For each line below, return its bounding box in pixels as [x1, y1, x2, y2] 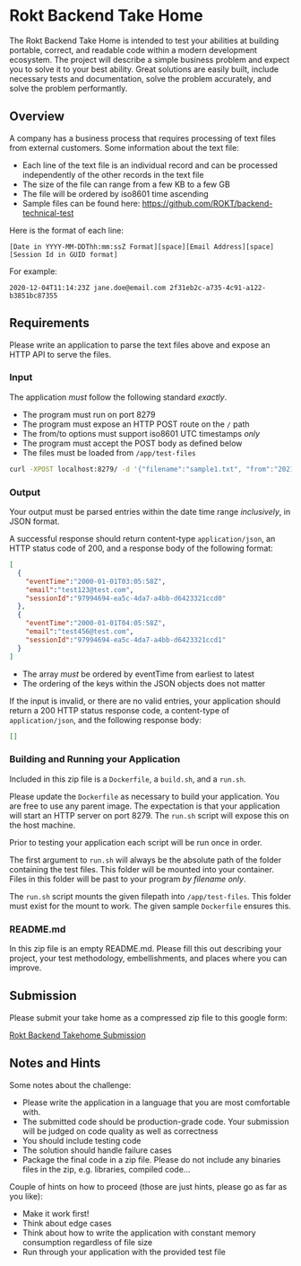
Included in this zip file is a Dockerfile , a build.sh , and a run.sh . [9, 774, 246, 784]
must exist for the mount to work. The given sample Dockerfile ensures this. [9, 900, 291, 911]
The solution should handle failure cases [21, 1145, 172, 1155]
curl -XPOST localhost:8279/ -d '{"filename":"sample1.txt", [9, 465, 243, 474]
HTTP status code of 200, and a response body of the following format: [9, 543, 273, 553]
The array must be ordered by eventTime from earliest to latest [21, 668, 255, 679]
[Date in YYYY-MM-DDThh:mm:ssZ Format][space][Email [9, 242, 211, 252]
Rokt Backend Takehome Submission [9, 1030, 146, 1040]
